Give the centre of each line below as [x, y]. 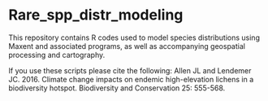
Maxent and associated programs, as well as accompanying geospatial [127, 46]
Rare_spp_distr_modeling [96, 15]
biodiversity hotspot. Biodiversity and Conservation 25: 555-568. [117, 88]
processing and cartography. [57, 55]
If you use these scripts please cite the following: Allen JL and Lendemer [130, 70]
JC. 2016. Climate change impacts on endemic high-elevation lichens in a [131, 79]
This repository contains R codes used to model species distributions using [134, 37]
